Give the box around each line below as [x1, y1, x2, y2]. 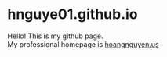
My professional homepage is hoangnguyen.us [7, 39, 159, 48]
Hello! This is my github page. [7, 31, 103, 41]
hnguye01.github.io [7, 5, 138, 23]
